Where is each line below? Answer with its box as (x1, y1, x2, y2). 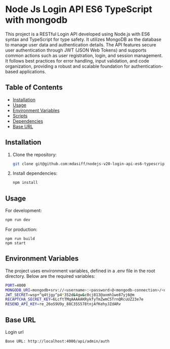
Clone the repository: (12, 152, 57, 158)
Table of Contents (5, 83, 63, 92)
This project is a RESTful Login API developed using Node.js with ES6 (5, 31, 150, 37)
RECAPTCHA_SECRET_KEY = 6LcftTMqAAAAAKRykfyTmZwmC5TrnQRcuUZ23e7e (5, 297, 144, 302)
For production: (5, 226, 37, 232)
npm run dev (5, 217, 30, 223)
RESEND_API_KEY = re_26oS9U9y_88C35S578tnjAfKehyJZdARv (5, 302, 121, 307)
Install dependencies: (12, 170, 58, 176)
